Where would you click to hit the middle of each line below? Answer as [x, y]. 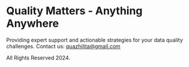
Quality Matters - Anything [74, 11]
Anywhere [33, 23]
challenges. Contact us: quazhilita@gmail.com [64, 46]
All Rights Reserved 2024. [38, 58]
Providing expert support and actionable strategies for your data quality [94, 40]
